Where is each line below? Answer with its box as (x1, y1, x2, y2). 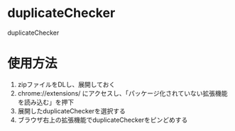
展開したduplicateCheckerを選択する (17, 106, 126, 115)
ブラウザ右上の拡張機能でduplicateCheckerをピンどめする (17, 115, 188, 124)
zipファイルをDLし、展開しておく (17, 80, 116, 89)
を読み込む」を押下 (17, 98, 75, 106)
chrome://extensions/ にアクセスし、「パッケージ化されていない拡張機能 (17, 89, 229, 97)
